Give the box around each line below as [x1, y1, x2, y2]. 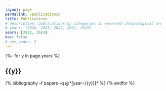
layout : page [5, 7, 32, 12]
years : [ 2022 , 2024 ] [5, 30, 48, 35]
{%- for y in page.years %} [5, 53, 60, 59]
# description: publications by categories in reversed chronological [5, 21, 154, 26]
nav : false [5, 35, 28, 40]
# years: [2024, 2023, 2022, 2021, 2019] [5, 26, 92, 30]
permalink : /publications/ [5, 12, 61, 17]
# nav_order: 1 [5, 39, 37, 44]
